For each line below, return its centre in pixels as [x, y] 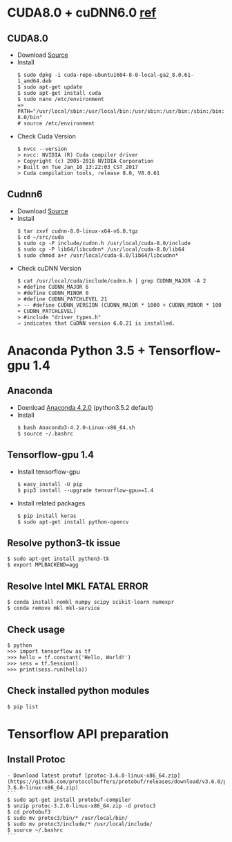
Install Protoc [36, 760]
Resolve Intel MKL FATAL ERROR [78, 586]
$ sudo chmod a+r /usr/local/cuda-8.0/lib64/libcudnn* [98, 255]
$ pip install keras [47, 516]
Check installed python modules [78, 691]
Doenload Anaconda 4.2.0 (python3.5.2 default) [85, 407]
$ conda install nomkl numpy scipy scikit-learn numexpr [91, 602]
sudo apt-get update [53, 87]
